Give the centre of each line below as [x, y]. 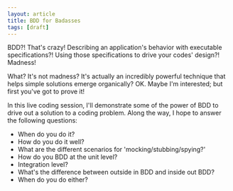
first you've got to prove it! [46, 92]
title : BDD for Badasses [44, 21]
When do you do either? [53, 180]
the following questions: [43, 120]
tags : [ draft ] [28, 27]
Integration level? [43, 165]
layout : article [31, 14]
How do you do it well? [51, 142]
